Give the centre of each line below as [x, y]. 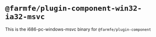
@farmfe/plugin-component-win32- [74, 8]
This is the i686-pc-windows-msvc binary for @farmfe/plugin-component [78, 29]
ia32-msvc [25, 17]
